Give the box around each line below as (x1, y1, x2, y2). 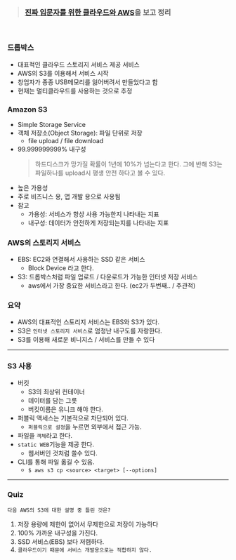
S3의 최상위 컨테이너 (27, 387, 86, 396)
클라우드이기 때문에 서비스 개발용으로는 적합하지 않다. (17, 547, 152, 554)
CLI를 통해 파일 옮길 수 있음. (17, 458, 95, 466)
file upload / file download (27, 136, 104, 145)
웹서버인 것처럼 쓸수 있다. (27, 448, 98, 457)
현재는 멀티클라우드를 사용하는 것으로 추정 (17, 86, 133, 95)
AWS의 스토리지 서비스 (7, 238, 81, 248)
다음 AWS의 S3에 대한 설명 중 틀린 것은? (7, 507, 111, 514)
